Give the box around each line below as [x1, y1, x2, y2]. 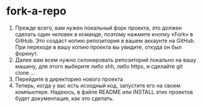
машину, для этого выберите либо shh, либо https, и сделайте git [14, 62, 183, 70]
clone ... [14, 69, 36, 76]
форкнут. [14, 49, 38, 57]
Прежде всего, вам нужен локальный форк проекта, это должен [14, 24, 182, 31]
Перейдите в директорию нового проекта [14, 75, 124, 83]
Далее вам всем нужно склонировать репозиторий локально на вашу [14, 56, 197, 63]
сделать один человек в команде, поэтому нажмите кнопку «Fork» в [14, 30, 194, 37]
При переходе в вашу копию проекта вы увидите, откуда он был [14, 43, 182, 51]
